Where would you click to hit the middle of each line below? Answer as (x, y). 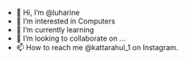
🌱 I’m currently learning (55, 30)
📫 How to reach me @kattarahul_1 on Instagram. (97, 47)
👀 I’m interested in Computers (66, 21)
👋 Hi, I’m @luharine (48, 13)
